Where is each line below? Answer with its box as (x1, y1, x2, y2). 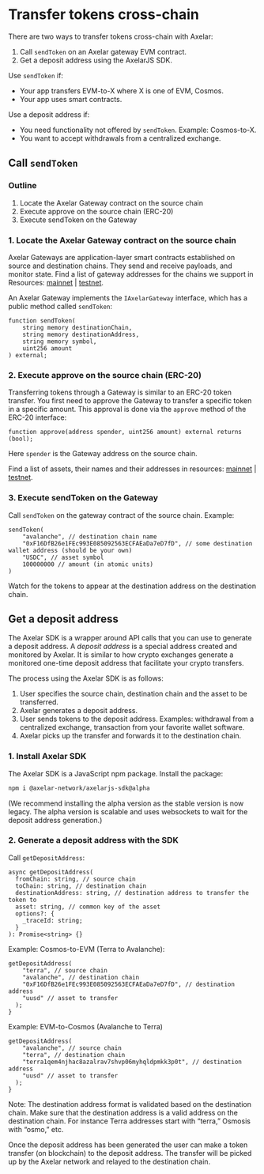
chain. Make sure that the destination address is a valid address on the (8, 1108, 239, 1117)
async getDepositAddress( (8, 868, 93, 876)
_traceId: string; (22, 916, 83, 924)
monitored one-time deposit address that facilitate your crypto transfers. (8, 659, 244, 668)
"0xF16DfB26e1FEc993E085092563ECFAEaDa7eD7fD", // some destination (22, 539, 253, 547)
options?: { (15, 909, 55, 918)
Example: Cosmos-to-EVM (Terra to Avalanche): (8, 944, 165, 953)
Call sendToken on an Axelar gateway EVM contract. (19, 47, 187, 56)
